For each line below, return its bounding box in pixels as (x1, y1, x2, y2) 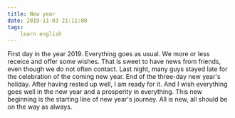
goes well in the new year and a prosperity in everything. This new (7, 87, 203, 96)
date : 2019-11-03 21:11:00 (7, 17, 88, 24)
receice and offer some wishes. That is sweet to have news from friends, (7, 58, 221, 66)
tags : (7, 23, 23, 31)
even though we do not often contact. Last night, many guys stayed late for (7, 65, 228, 73)
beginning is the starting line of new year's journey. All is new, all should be (7, 95, 228, 104)
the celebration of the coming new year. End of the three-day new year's (7, 73, 221, 81)
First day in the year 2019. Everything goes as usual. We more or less (7, 50, 210, 58)
